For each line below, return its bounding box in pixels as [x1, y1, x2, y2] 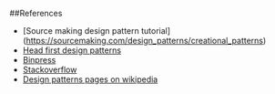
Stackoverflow [22, 64, 77, 75]
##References [9, 8, 63, 18]
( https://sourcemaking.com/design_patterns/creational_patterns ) [22, 36, 267, 46]
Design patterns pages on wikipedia [22, 74, 158, 85]
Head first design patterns [22, 45, 121, 56]
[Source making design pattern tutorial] [22, 26, 171, 36]
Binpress [22, 55, 56, 65]
